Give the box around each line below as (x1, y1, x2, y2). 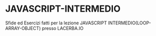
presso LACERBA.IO (42, 25, 84, 31)
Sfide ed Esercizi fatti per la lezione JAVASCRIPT (5, 20, 107, 26)
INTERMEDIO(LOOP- (108, 20, 151, 26)
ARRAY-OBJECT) (5, 25, 41, 31)
